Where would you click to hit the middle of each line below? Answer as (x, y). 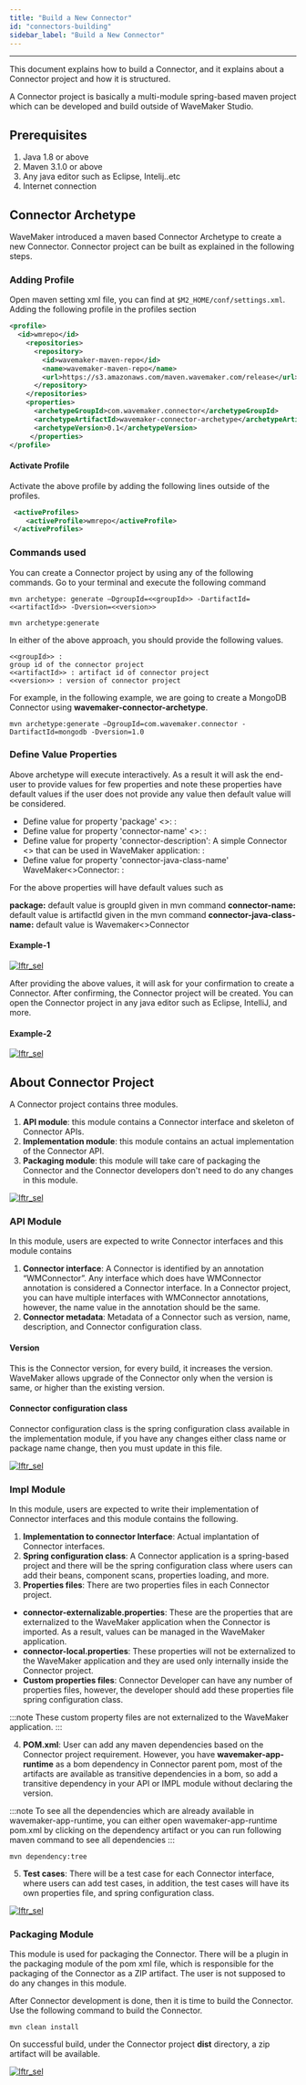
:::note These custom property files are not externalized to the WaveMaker (149, 1717)
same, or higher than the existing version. (87, 1387)
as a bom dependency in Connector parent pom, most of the (169, 1764)
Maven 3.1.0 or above (62, 167)
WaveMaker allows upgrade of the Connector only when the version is (141, 1378)
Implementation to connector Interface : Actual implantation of (141, 1537)
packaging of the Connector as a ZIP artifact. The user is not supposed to (148, 1974)
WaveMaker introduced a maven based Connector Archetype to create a (146, 237)
